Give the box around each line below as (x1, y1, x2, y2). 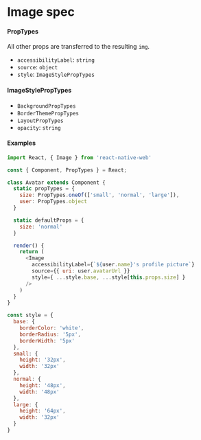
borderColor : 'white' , (19, 325, 84, 332)
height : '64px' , (19, 408, 67, 415)
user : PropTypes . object (19, 198, 88, 205)
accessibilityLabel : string (16, 56, 95, 64)
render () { (13, 242, 45, 249)
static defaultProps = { (13, 217, 84, 224)
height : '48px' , (19, 382, 67, 389)
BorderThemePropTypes (16, 110, 79, 117)
